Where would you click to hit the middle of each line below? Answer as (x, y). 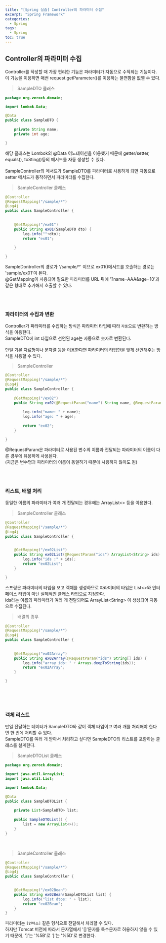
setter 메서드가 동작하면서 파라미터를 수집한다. (50, 177)
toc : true (15, 38)
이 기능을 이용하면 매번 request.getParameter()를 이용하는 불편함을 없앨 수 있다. (83, 78)
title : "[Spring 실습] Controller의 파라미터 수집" (55, 10)
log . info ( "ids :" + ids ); (50, 559)
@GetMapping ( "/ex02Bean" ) (41, 890)
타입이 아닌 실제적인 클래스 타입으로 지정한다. (62, 594)
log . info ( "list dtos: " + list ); (57, 899)
